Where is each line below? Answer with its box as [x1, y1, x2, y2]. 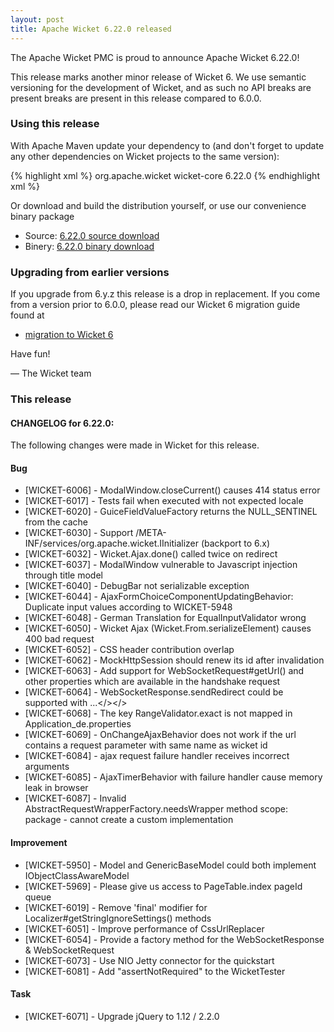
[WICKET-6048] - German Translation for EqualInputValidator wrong [24, 612, 307, 624]
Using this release [10, 117, 100, 131]
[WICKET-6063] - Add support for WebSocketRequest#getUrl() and [24, 665, 305, 677]
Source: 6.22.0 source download [24, 229, 160, 241]
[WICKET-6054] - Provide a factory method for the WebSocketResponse [24, 933, 325, 945]
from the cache [24, 516, 89, 528]
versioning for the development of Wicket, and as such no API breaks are [10, 81, 312, 93]
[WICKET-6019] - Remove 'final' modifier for [24, 901, 208, 913]
